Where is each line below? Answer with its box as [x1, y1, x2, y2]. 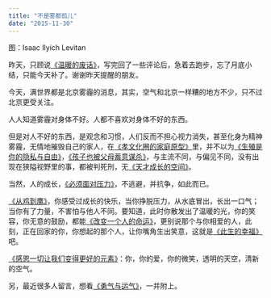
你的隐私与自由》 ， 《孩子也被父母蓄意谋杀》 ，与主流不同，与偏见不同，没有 [8, 151, 252, 162]
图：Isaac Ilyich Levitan [8, 42, 86, 52]
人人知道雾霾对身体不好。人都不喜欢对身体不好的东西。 [8, 114, 192, 124]
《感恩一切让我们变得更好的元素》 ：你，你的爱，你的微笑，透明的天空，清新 [8, 254, 260, 263]
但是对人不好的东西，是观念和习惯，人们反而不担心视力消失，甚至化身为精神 [8, 131, 263, 141]
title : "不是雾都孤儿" [8, 11, 77, 20]
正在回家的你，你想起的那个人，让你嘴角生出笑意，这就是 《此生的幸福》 [22, 226, 263, 236]
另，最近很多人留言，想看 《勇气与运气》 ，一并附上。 [8, 280, 181, 291]
